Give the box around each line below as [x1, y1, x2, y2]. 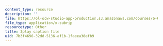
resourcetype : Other [5, 25, 47, 30]
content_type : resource [5, 7, 53, 12]
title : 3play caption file [5, 29, 60, 34]
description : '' [5, 11, 38, 16]
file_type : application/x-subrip [5, 20, 73, 25]
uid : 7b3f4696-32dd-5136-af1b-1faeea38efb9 [5, 34, 95, 39]
